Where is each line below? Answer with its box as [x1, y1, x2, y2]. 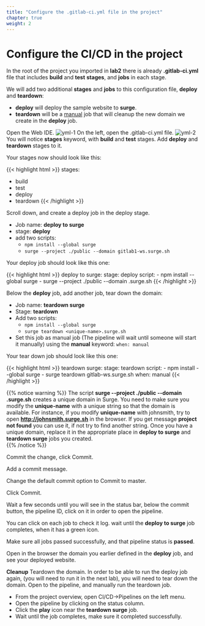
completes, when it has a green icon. [6, 526, 100, 533]
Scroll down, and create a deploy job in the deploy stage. [6, 209, 150, 217]
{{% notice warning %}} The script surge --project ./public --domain [6, 389, 182, 397]
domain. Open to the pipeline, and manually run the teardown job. [6, 581, 171, 589]
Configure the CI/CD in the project [6, 47, 183, 61]
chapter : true [6, 15, 43, 21]
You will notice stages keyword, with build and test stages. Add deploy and [6, 136, 198, 143]
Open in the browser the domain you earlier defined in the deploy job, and [6, 550, 194, 557]
